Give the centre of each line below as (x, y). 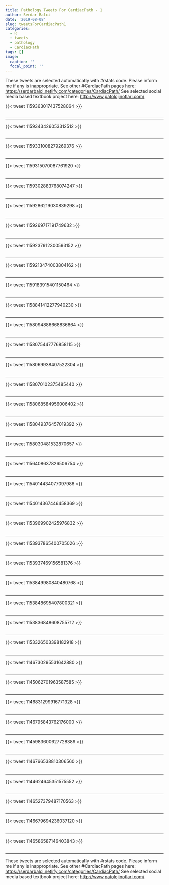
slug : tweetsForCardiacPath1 (36, 24)
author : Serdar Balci (28, 15)
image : (12, 57)
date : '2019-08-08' (26, 19)
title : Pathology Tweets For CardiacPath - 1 (54, 10)
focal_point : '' (27, 66)
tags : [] (14, 52)
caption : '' (22, 62)
